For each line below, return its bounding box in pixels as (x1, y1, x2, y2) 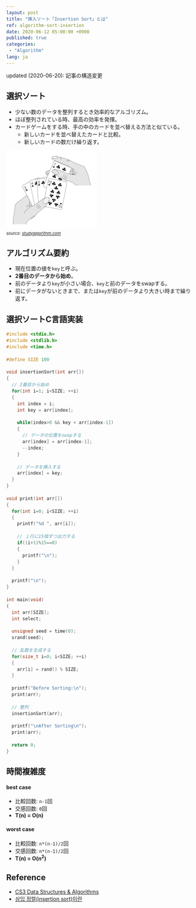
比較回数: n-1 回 (14, 798, 53, 805)
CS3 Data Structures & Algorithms (14, 888, 99, 895)
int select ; (11, 616, 42, 622)
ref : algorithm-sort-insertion (6, 22, 85, 28)
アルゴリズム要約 (6, 248, 70, 258)
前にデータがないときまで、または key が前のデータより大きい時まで (14, 288, 181, 295)
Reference (6, 872, 46, 882)
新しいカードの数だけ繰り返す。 (23, 138, 103, 145)
